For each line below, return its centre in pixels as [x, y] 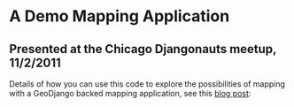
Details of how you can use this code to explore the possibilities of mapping [147, 84]
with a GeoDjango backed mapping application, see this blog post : [130, 93]
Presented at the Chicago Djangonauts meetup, [143, 49]
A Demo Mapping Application [120, 16]
